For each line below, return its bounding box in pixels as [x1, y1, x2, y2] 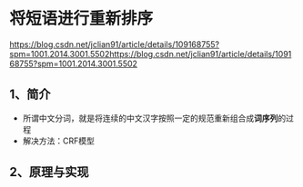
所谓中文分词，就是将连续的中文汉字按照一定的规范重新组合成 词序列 [22, 113, 278, 123]
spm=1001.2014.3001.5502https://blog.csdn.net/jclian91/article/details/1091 [9, 48, 292, 59]
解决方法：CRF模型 [22, 135, 96, 146]
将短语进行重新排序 [9, 8, 154, 29]
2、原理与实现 [9, 164, 89, 180]
